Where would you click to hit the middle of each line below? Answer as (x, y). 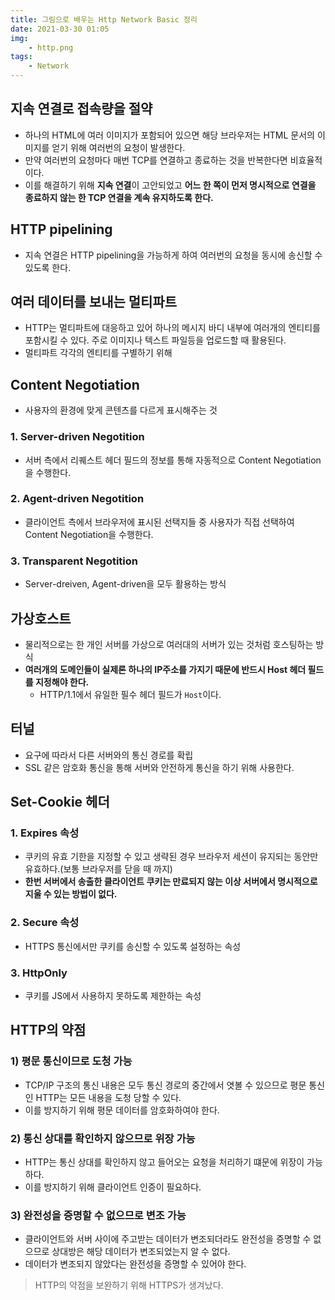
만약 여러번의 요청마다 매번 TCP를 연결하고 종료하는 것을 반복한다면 (156, 160)
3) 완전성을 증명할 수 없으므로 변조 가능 (98, 1215)
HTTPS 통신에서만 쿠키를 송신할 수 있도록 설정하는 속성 (133, 946)
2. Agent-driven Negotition (77, 499)
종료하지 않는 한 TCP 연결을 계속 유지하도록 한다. (119, 197)
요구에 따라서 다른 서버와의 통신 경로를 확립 (109, 755)
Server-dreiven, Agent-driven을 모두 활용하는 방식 (125, 584)
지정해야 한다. (62, 682)
